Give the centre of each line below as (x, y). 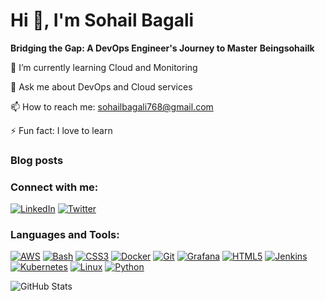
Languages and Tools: (65, 235)
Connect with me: (54, 187)
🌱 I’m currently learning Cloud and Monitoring (104, 67)
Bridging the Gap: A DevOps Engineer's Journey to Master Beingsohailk (162, 48)
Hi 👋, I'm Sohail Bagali (102, 20)
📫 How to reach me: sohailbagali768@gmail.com (112, 106)
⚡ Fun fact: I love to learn (61, 130)
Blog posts (37, 160)
